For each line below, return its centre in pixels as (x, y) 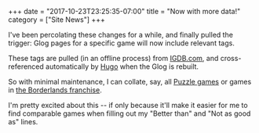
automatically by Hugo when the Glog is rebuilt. (122, 66)
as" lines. (23, 122)
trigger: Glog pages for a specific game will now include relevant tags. (122, 43)
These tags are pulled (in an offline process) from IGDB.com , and (113, 58)
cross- (231, 58)
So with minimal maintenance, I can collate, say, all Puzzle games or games (130, 82)
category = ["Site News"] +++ (57, 20)
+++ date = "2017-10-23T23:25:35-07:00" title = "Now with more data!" (124, 11)
